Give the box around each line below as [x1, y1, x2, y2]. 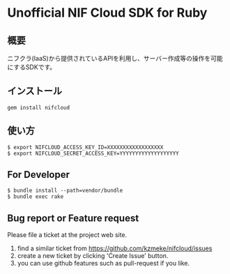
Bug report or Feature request [7, 212, 139, 224]
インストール [7, 85, 63, 97]
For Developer [7, 169, 70, 181]
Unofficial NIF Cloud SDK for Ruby [7, 5, 208, 21]
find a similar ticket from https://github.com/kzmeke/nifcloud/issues [17, 244, 213, 252]
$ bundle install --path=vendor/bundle [7, 187, 123, 195]
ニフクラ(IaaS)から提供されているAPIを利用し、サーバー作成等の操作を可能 [7, 54, 223, 62]
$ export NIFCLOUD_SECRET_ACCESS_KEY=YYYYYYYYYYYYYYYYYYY [7, 150, 179, 157]
